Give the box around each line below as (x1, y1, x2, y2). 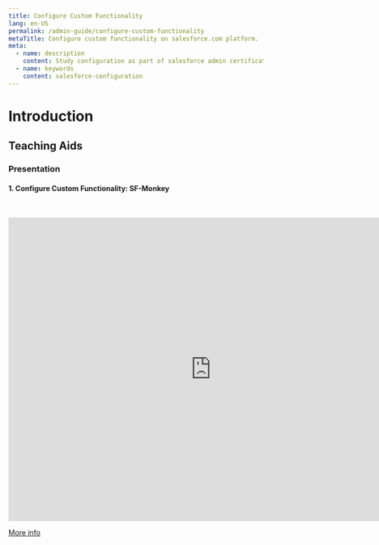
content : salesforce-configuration (23, 72, 143, 80)
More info (8, 528, 41, 538)
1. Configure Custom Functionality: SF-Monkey (8, 183, 170, 193)
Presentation (8, 164, 61, 175)
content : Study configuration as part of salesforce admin (23, 57, 227, 66)
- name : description (15, 49, 85, 57)
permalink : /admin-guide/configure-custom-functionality (8, 27, 205, 35)
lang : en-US (8, 19, 49, 28)
